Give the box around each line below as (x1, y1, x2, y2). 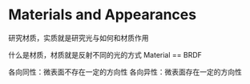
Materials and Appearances (8, 6, 197, 24)
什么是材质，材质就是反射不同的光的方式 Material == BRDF (8, 50, 203, 59)
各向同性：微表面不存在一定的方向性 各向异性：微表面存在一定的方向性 (8, 66, 242, 77)
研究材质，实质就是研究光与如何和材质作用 (8, 33, 149, 42)
